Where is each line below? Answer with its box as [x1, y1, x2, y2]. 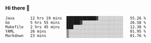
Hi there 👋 [5, 4, 30, 11]
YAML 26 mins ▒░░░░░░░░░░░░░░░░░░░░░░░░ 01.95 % [5, 29, 146, 34]
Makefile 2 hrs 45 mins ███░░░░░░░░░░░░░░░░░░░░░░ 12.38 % [5, 24, 146, 29]
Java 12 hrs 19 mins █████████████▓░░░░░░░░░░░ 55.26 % [5, 16, 146, 21]
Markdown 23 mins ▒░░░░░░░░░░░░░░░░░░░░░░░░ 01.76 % [5, 33, 146, 38]
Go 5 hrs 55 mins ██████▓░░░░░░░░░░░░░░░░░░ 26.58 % [5, 20, 146, 25]
